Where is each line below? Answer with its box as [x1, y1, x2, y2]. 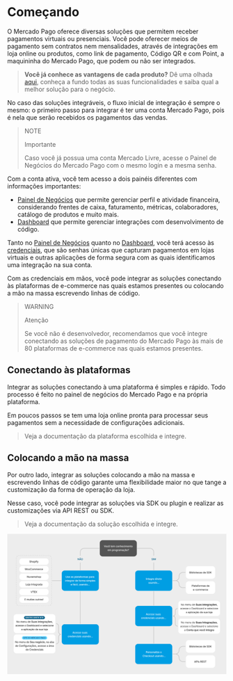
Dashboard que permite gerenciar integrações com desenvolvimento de [17, 217, 224, 226]
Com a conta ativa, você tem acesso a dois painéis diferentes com [7, 175, 198, 183]
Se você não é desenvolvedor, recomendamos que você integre [24, 329, 208, 337]
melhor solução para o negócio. [24, 85, 116, 93]
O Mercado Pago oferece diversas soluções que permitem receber [7, 27, 199, 35]
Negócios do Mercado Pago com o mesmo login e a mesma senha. [24, 161, 217, 169]
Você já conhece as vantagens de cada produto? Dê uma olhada [24, 70, 214, 79]
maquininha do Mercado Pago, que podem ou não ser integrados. [7, 56, 196, 65]
